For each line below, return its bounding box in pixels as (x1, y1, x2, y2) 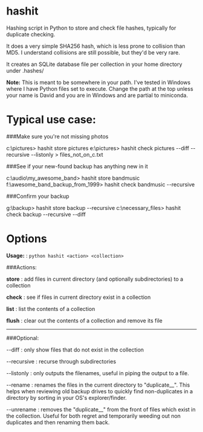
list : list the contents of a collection (6, 305, 95, 312)
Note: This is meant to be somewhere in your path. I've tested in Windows (6, 79, 191, 86)
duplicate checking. (6, 30, 56, 38)
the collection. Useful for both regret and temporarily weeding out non (6, 412, 181, 419)
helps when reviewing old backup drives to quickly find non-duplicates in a (6, 387, 193, 394)
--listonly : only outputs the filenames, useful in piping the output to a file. (6, 369, 189, 376)
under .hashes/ (6, 67, 44, 74)
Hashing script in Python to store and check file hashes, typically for (6, 24, 176, 31)
